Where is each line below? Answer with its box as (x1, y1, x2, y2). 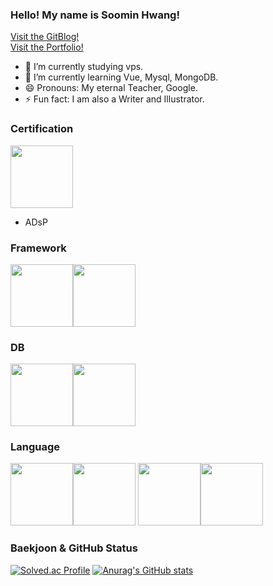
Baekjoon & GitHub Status (10, 541, 138, 555)
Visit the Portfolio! (10, 41, 84, 53)
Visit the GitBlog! (10, 31, 80, 43)
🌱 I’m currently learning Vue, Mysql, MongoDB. (24, 71, 219, 83)
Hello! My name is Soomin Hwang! (10, 8, 180, 22)
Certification (10, 122, 74, 136)
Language (10, 440, 61, 454)
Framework (10, 241, 67, 255)
